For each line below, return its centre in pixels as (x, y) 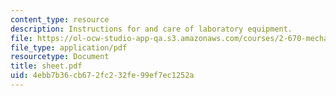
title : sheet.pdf (46, 66)
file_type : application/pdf (69, 47)
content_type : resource (60, 19)
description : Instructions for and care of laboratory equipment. (151, 29)
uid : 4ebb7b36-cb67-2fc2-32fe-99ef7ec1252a (102, 76)
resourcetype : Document (60, 57)
